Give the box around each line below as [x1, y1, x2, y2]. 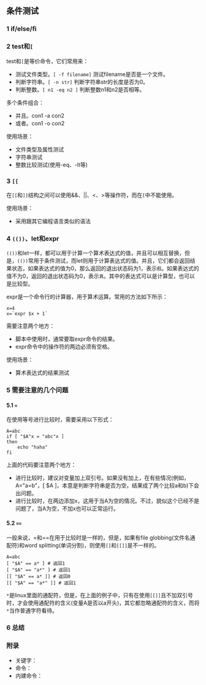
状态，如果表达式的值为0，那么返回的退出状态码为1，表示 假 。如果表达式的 [11, 265, 199, 272]
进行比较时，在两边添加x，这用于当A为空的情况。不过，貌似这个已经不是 [15, 497, 200, 505]
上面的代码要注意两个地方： [6, 461, 77, 468]
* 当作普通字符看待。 [6, 606, 58, 614]
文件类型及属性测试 [15, 145, 64, 153]
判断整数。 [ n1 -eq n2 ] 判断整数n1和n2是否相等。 [15, 85, 145, 93]
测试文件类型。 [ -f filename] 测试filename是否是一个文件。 [15, 70, 169, 78]
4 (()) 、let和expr [6, 234, 59, 242]
